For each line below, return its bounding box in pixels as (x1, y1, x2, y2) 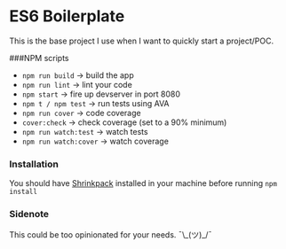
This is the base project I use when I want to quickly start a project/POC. (9, 35, 274, 46)
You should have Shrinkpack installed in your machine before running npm (9, 178, 278, 189)
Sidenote (9, 208, 49, 221)
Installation (9, 158, 60, 170)
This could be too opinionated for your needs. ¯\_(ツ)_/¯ (9, 229, 212, 240)
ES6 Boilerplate (9, 6, 125, 27)
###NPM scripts (9, 52, 69, 63)
